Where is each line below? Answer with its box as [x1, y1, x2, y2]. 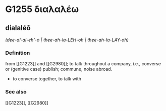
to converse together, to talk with [12, 76, 82, 82]
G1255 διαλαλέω [5, 4, 79, 15]
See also [5, 88, 27, 95]
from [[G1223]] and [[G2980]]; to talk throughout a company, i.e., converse [5, 61, 161, 67]
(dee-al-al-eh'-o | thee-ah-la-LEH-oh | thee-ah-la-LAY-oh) [5, 37, 129, 43]
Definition [5, 49, 30, 56]
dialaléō [5, 24, 31, 32]
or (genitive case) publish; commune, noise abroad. [5, 66, 113, 72]
